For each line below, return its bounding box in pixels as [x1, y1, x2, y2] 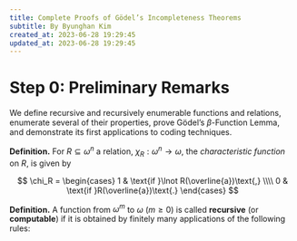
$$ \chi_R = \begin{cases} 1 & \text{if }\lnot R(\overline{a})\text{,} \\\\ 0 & [16, 175, 289, 186]
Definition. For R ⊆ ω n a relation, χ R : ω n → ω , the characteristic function [9, 144, 286, 159]
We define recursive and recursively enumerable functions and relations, [9, 108, 282, 119]
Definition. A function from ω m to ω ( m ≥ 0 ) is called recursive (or [9, 202, 259, 215]
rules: [9, 223, 31, 234]
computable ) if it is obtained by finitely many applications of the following [9, 214, 286, 225]
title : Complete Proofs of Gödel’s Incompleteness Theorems [9, 13, 243, 23]
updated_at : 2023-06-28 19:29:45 [9, 38, 136, 48]
